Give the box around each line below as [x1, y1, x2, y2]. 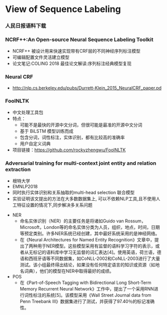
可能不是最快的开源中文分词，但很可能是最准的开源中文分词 [19, 122, 143, 128]
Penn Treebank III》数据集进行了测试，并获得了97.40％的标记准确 [19, 298, 155, 304]
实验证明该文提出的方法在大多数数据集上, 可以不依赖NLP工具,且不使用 [12, 196, 156, 202]
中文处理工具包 [12, 109, 43, 115]
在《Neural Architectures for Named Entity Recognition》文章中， [19, 237, 155, 243]
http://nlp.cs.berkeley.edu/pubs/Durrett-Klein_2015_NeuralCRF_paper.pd [12, 85, 162, 91]
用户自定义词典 [19, 141, 51, 146]
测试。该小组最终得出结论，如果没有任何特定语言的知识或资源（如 [19, 262, 156, 268]
